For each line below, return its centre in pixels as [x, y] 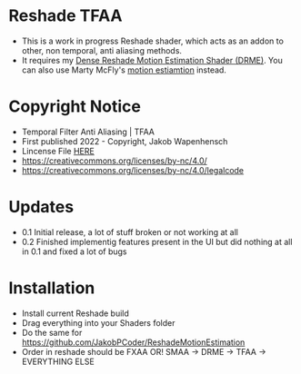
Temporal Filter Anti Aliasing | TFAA [88, 132]
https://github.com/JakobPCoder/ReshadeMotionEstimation [133, 342]
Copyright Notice [75, 107]
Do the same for [52, 332]
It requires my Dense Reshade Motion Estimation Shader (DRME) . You [152, 60]
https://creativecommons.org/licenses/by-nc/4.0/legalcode [133, 170]
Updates [41, 207]
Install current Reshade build [75, 313]
